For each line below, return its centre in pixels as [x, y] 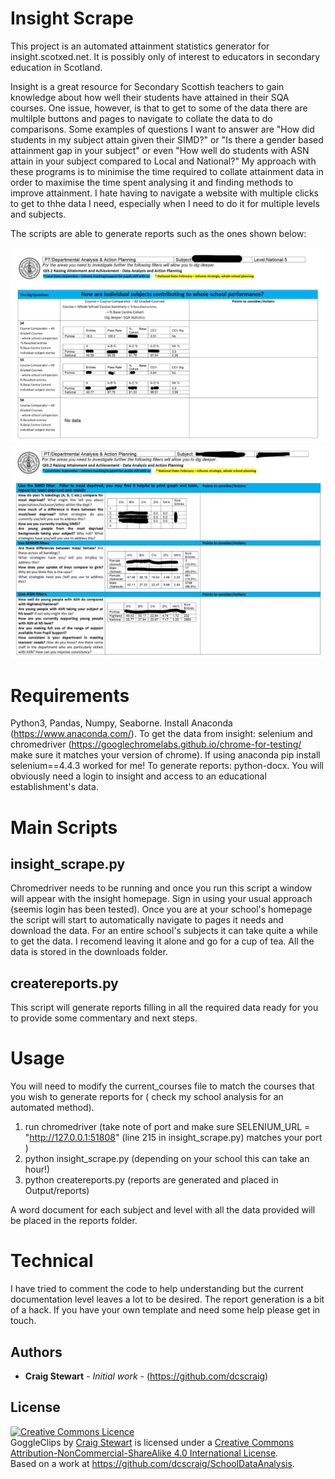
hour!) [37, 1169]
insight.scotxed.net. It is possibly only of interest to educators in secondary [165, 56]
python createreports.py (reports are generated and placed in [151, 1180]
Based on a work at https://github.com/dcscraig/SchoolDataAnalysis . [152, 1463]
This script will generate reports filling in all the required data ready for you [164, 1008]
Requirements [70, 695]
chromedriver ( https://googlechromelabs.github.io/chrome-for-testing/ [156, 744]
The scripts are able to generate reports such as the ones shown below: [158, 233]
